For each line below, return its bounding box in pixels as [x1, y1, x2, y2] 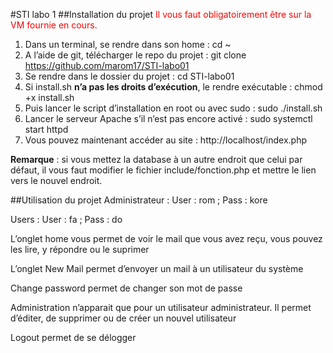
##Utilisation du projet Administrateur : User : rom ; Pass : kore [10, 194, 268, 206]
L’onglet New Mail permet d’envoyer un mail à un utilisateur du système [10, 263, 304, 274]
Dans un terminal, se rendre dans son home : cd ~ [24, 39, 232, 50]
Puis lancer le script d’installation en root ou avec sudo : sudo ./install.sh [24, 102, 323, 114]
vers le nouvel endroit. [10, 175, 103, 186]
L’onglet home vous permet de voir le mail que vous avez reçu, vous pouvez [10, 233, 323, 244]
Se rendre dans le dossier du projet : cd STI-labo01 [24, 70, 235, 82]
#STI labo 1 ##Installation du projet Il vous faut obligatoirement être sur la [10, 9, 312, 20]
